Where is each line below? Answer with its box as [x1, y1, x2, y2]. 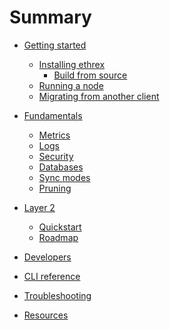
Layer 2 [23, 201, 56, 213]
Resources [23, 309, 69, 321]
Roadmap [38, 231, 79, 243]
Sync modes [38, 171, 91, 183]
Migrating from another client [38, 90, 160, 102]
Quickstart [38, 221, 82, 233]
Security [38, 150, 74, 162]
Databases [38, 161, 84, 173]
